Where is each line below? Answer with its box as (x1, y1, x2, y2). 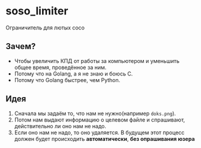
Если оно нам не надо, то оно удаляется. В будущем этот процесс (14, 129, 185, 136)
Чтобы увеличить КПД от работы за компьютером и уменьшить (14, 57, 180, 64)
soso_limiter (5, 4, 68, 18)
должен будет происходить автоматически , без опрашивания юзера (14, 135, 196, 142)
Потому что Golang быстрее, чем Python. (14, 76, 121, 83)
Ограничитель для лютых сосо (5, 24, 85, 31)
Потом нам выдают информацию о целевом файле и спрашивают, (14, 116, 185, 123)
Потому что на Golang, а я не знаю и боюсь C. (14, 70, 133, 77)
